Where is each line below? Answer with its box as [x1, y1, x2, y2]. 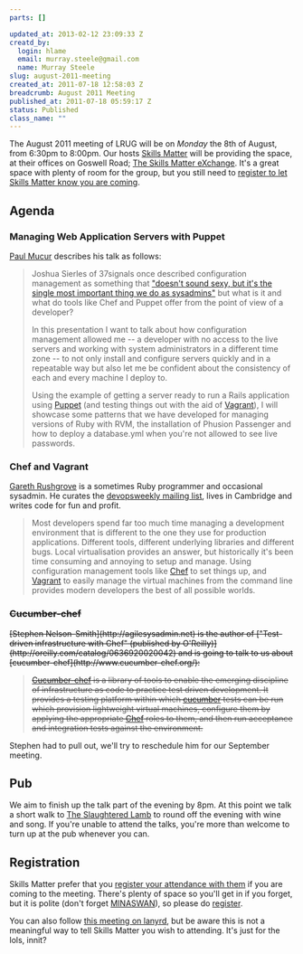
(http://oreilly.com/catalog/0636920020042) [9, 647, 176, 658]
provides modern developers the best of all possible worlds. [31, 585, 256, 596]
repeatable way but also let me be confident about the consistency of [31, 363, 291, 373]
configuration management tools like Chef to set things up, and [31, 566, 267, 577]
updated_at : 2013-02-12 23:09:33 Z [9, 29, 144, 39]
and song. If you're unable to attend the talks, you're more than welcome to [9, 819, 290, 830]
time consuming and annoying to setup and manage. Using [31, 556, 251, 567]
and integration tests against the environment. [31, 723, 204, 733]
